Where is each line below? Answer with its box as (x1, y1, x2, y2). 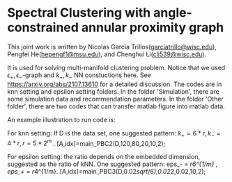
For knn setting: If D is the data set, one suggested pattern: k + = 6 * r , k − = (7, 129, 221, 139)
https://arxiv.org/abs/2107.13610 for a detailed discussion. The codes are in (7, 80, 222, 88)
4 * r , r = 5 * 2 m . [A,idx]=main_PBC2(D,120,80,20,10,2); (7, 138, 166, 147)
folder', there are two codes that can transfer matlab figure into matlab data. (7, 102, 225, 110)
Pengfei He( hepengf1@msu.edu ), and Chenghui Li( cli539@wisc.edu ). (7, 50, 207, 58)
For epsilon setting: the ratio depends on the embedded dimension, (7, 153, 201, 161)
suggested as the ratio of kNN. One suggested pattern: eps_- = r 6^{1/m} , (7, 160, 218, 168)
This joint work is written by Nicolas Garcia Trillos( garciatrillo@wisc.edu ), (7, 42, 217, 51)
